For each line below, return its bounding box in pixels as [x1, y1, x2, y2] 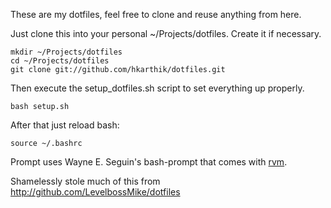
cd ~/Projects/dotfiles [10, 56, 110, 66]
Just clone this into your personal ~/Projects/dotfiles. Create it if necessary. [10, 28, 322, 39]
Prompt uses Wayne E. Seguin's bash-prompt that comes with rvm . [10, 156, 288, 168]
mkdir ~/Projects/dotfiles [10, 47, 123, 57]
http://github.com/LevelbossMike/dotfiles [10, 186, 181, 198]
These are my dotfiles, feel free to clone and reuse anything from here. [10, 9, 302, 20]
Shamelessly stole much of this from [10, 175, 161, 187]
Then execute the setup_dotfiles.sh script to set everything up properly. [10, 82, 305, 94]
